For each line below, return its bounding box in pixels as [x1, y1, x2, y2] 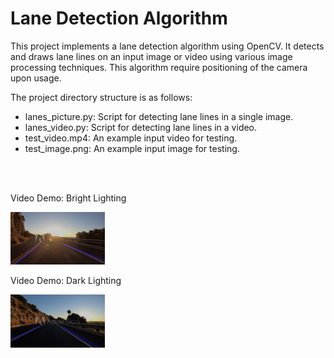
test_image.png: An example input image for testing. [24, 142, 240, 154]
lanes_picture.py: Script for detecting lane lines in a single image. [24, 110, 294, 122]
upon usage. [10, 72, 62, 84]
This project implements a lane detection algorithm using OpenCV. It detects [10, 40, 325, 52]
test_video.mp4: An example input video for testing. [24, 132, 238, 144]
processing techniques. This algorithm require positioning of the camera [10, 61, 308, 73]
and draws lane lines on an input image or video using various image [10, 50, 293, 62]
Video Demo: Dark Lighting [10, 275, 122, 287]
